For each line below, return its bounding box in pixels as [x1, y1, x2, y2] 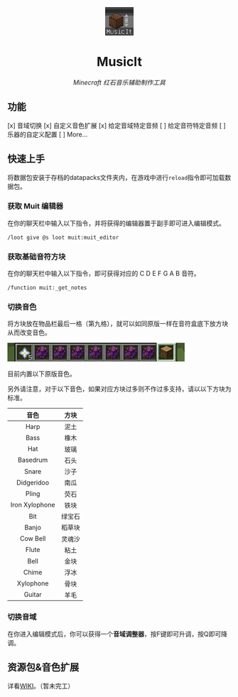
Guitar [23, 590, 43, 599]
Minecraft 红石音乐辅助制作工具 [73, 78, 166, 87]
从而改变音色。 [7, 328, 51, 337]
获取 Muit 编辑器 [7, 201, 64, 211]
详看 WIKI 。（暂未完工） [7, 681, 75, 690]
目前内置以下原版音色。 [7, 369, 76, 378]
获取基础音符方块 [7, 252, 66, 261]
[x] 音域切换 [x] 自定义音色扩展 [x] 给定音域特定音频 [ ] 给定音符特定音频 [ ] [7, 121, 226, 129]
